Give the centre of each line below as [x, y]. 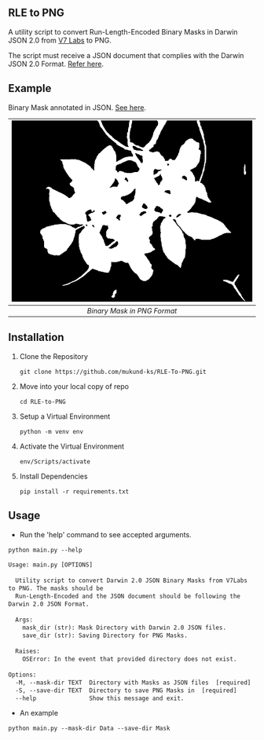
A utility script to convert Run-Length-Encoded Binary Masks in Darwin [123, 31]
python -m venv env [51, 431]
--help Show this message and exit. [100, 698]
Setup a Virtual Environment [65, 416]
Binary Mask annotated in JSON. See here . [77, 107]
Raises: [28, 651]
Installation [36, 337]
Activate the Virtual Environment [71, 446]
